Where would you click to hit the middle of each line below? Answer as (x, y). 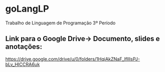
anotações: (24, 47)
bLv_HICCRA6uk (23, 64)
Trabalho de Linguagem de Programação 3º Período (60, 23)
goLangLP (27, 9)
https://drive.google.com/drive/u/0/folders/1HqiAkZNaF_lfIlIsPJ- (73, 59)
